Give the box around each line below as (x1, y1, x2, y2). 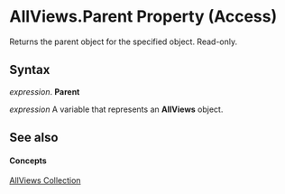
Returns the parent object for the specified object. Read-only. (9, 36, 238, 47)
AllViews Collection (9, 175, 81, 186)
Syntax (9, 62, 51, 78)
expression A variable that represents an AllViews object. (9, 104, 224, 115)
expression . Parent (9, 86, 80, 97)
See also (9, 130, 59, 145)
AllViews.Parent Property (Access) (9, 6, 278, 27)
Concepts (9, 155, 47, 166)
